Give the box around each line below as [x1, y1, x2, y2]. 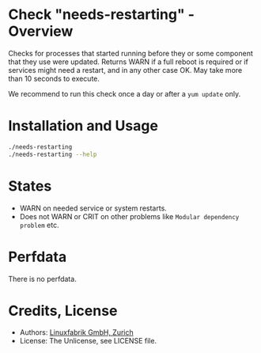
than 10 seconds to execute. [8, 74, 100, 83]
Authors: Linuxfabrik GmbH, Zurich [19, 328, 134, 337]
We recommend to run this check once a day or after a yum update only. [8, 89, 241, 98]
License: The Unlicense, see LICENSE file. [19, 336, 157, 346]
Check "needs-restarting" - [8, 6, 195, 24]
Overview [8, 22, 74, 40]
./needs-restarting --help [8, 150, 97, 158]
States [8, 176, 52, 195]
